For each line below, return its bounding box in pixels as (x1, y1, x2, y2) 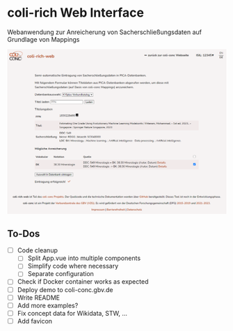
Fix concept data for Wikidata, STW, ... (17, 309, 127, 317)
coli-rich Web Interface (7, 5, 145, 21)
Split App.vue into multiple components (27, 254, 141, 262)
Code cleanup (17, 246, 58, 255)
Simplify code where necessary (27, 262, 119, 271)
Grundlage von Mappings (7, 35, 80, 43)
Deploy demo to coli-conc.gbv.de (17, 285, 113, 293)
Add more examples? (17, 301, 79, 309)
